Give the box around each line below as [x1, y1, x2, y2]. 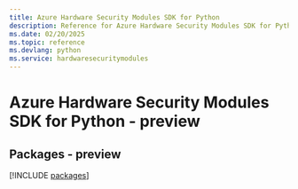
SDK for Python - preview [9, 112, 201, 131]
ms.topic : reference [9, 37, 86, 47]
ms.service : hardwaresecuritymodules [9, 54, 149, 63]
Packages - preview [9, 146, 122, 161]
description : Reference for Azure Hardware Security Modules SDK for [9, 21, 272, 30]
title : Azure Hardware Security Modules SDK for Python [9, 12, 220, 22]
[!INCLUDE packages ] [9, 170, 90, 180]
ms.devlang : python [9, 46, 82, 55]
